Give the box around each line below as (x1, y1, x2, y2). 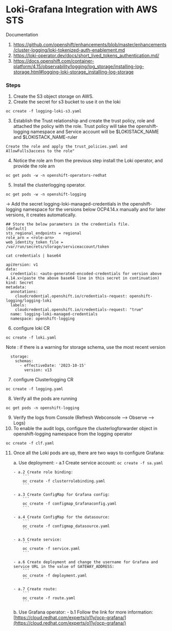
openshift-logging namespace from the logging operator (13, 431, 133, 437)
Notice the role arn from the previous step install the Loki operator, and (13, 158, 163, 164)
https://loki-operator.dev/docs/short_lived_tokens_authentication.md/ (13, 52, 159, 59)
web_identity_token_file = (6, 240, 63, 245)
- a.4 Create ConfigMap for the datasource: (13, 515, 110, 520)
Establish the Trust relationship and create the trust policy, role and (13, 118, 155, 124)
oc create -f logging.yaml (6, 386, 63, 392)
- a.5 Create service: (13, 537, 62, 543)
